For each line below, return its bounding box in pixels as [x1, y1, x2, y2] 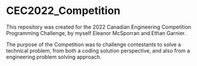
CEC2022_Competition [6, 4, 121, 18]
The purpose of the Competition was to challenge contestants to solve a [6, 41, 181, 48]
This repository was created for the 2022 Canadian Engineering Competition [6, 23, 192, 30]
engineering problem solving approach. [6, 53, 102, 60]
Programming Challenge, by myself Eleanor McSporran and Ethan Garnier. [6, 29, 186, 36]
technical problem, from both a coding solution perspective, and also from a [6, 47, 190, 54]
